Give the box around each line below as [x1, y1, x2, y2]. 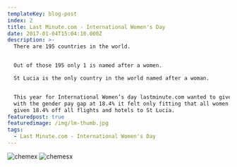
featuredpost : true [7, 113, 65, 120]
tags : [7, 126, 23, 134]
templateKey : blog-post [7, 10, 78, 18]
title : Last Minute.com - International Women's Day [7, 23, 166, 30]
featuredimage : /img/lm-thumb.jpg [7, 120, 109, 127]
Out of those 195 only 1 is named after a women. [13, 62, 162, 69]
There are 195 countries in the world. [13, 43, 131, 50]
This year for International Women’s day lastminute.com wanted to [13, 93, 217, 101]
